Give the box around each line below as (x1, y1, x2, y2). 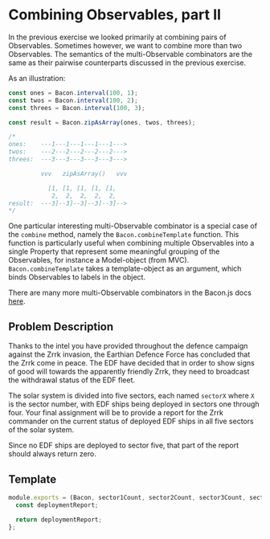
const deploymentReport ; (15, 500, 99, 509)
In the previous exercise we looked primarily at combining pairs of (8, 32, 227, 42)
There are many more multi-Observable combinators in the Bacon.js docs (8, 288, 252, 298)
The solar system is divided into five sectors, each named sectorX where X (8, 391, 255, 401)
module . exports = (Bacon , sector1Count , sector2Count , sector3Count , (8, 493, 247, 501)
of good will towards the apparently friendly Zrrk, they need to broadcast (8, 367, 250, 377)
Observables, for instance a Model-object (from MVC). (8, 255, 190, 265)
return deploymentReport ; (15, 516, 103, 524)
